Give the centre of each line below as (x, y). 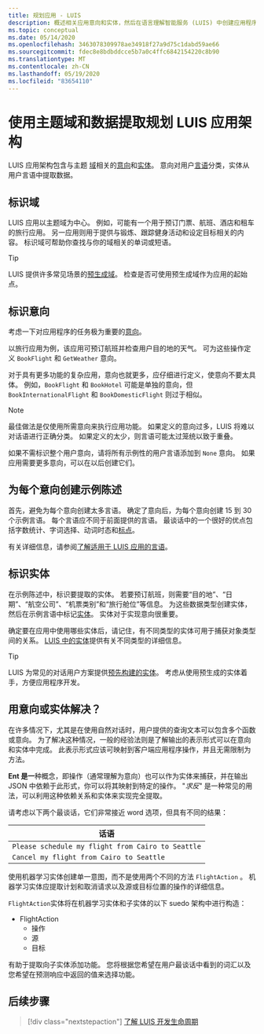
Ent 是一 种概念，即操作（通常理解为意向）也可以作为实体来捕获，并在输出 (128, 775)
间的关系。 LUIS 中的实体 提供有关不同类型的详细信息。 (97, 640)
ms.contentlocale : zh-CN (49, 67)
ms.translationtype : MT (47, 60)
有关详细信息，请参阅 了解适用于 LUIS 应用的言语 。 (90, 546)
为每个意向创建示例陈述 (65, 490)
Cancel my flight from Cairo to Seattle (88, 857)
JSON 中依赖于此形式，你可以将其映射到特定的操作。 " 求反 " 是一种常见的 (127, 786)
